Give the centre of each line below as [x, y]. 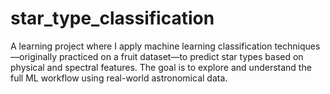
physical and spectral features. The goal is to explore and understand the [161, 67]
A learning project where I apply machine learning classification [141, 46]
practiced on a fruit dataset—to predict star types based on [181, 56]
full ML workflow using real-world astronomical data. [119, 78]
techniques [297, 46]
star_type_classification [112, 18]
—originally [34, 56]
